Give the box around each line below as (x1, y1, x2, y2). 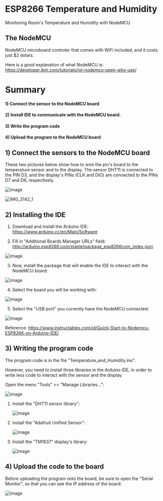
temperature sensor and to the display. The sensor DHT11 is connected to (5, 167, 153, 173)
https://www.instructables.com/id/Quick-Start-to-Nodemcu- (28, 325, 150, 331)
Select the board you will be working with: (12, 286, 97, 293)
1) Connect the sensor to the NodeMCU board (5, 101, 99, 107)
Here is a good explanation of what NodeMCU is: (5, 61, 104, 67)
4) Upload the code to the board (5, 463, 104, 471)
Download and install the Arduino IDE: (12, 223, 89, 229)
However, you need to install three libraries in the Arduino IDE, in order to (5, 367, 152, 373)
